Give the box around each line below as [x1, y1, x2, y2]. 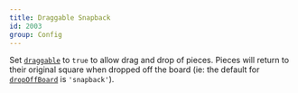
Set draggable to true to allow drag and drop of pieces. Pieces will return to [9, 55, 290, 66]
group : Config [9, 30, 63, 39]
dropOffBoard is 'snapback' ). [9, 74, 115, 85]
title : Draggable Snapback [9, 13, 111, 23]
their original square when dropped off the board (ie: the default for [9, 64, 260, 75]
